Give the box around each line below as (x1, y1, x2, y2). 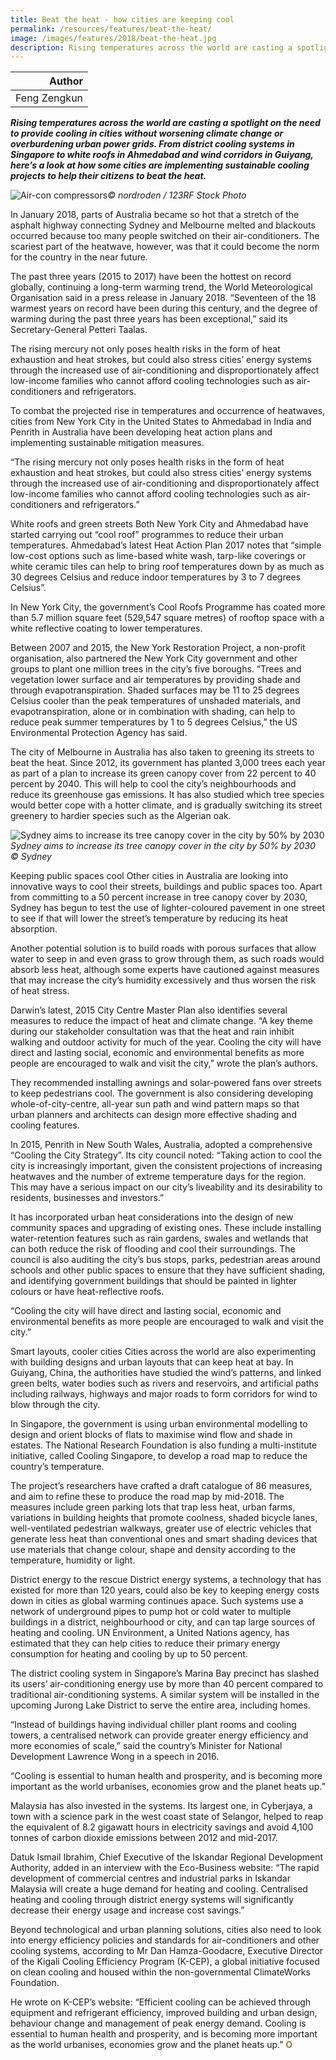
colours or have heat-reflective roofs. (10, 1286, 165, 1298)
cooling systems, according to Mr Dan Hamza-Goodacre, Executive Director (10, 1945, 324, 1957)
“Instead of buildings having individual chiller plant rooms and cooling (10, 1719, 297, 1731)
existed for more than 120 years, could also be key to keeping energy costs (10, 1584, 320, 1596)
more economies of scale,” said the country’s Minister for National (10, 1740, 283, 1752)
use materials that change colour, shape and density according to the (10, 1544, 297, 1556)
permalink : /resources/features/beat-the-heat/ (10, 24, 213, 34)
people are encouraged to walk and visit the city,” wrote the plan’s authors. (10, 1057, 318, 1070)
